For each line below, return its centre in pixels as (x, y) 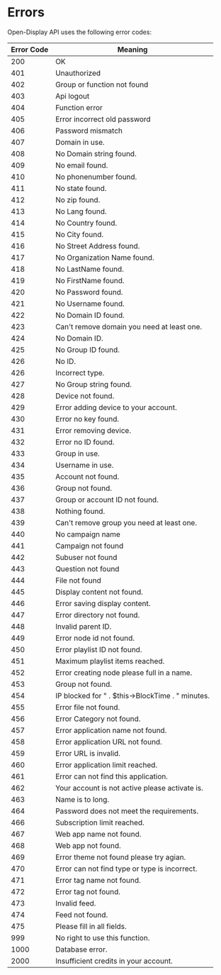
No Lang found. (81, 211)
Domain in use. (80, 142)
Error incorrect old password (103, 119)
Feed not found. (82, 915)
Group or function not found (102, 84)
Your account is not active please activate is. (130, 788)
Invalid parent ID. (84, 627)
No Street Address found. (98, 246)
